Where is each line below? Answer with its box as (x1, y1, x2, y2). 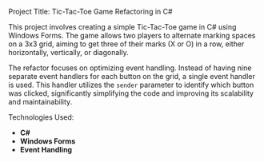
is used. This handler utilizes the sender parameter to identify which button (8, 80, 254, 89)
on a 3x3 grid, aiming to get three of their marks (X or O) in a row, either (8, 39, 245, 49)
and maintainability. (8, 97, 73, 106)
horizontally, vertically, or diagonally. (8, 48, 130, 57)
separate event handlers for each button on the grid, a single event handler (8, 72, 256, 81)
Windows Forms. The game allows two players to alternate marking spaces (8, 31, 256, 40)
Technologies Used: (8, 113, 74, 122)
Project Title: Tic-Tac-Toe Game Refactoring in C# (8, 7, 174, 16)
